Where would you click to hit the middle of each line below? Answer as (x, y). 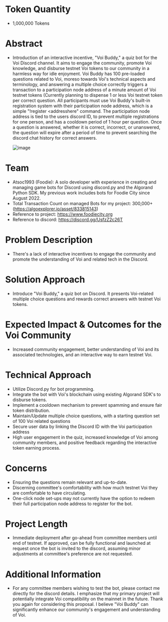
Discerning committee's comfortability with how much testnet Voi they (85, 487)
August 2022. (27, 198)
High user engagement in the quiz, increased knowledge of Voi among (85, 437)
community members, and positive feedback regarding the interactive (85, 443)
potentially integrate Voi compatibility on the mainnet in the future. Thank (88, 599)
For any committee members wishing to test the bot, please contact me (86, 588)
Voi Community (38, 335)
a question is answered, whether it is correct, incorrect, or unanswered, (86, 127)
